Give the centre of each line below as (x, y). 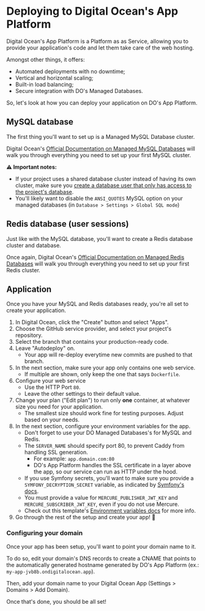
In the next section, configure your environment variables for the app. (103, 426)
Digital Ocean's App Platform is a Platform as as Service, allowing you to (97, 41)
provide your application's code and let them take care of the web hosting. (100, 48)
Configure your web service (50, 381)
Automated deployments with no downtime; (70, 71)
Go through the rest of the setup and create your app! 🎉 (85, 517)
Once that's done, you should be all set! (57, 601)
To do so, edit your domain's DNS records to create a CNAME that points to (101, 558)
